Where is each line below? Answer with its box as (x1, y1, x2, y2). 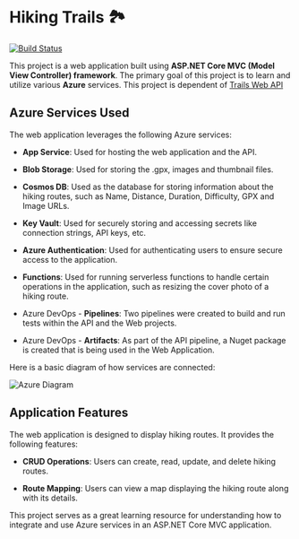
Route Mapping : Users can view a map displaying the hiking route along (21, 482, 289, 493)
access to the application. (21, 254, 118, 265)
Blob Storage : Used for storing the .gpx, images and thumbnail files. (21, 163, 274, 175)
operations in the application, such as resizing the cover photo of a (21, 281, 269, 291)
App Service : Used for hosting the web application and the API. (21, 146, 258, 157)
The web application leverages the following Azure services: (9, 129, 233, 140)
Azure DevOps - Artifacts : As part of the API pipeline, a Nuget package (21, 335, 286, 345)
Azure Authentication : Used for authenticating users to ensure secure (21, 244, 284, 256)
